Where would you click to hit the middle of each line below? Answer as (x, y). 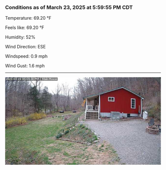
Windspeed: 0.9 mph (26, 56)
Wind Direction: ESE (25, 47)
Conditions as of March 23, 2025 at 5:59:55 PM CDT (69, 7)
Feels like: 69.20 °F (25, 28)
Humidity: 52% (20, 37)
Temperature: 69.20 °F (28, 18)
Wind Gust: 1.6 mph (25, 66)
